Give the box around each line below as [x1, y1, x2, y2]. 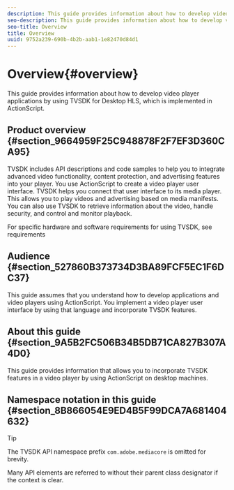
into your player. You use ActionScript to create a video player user [7, 179, 199, 188]
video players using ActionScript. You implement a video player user [7, 298, 203, 306]
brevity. [7, 455, 29, 463]
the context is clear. [7, 476, 64, 484]
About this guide [7, 326, 81, 338]
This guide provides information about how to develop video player [7, 89, 200, 98]
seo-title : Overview [7, 23, 68, 30]
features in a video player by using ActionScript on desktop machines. [7, 373, 209, 382]
